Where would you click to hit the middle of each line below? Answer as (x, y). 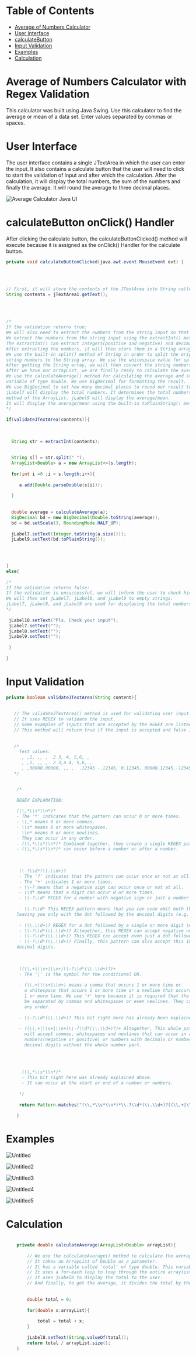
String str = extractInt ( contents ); (56, 441)
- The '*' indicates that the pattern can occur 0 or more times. (99, 817)
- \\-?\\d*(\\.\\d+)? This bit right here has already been (93, 1018)
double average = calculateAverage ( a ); (60, 512)
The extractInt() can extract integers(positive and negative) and (90, 343)
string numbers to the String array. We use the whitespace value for (94, 360)
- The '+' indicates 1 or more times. (66, 882)
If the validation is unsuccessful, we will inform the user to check (94, 593)
